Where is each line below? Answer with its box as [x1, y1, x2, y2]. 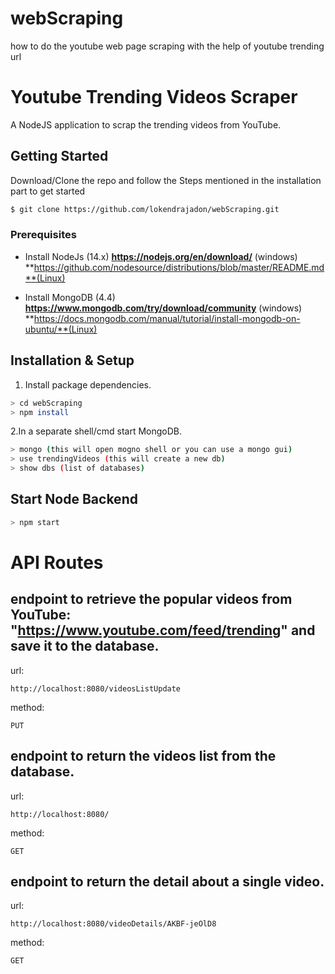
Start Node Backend [10, 491, 138, 508]
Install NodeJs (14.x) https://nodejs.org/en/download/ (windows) [24, 250, 298, 262]
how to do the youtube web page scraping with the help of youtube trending [10, 40, 325, 52]
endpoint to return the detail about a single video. [10, 873, 325, 890]
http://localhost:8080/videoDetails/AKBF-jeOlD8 [10, 919, 217, 929]
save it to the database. [10, 638, 160, 655]
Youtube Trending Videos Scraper [10, 86, 298, 109]
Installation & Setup [10, 352, 135, 369]
